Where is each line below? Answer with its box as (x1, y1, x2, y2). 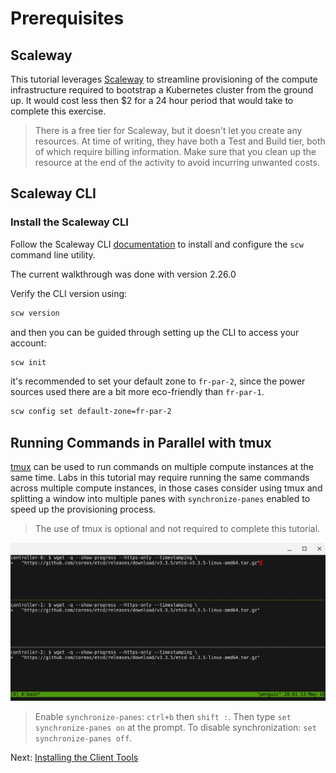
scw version (10, 308, 60, 318)
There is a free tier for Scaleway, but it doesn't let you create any (34, 125, 303, 136)
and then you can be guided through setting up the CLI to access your (10, 326, 300, 338)
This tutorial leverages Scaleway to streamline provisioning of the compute (10, 73, 318, 85)
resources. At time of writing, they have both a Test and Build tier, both (34, 135, 326, 147)
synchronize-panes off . (34, 732, 133, 744)
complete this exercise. (10, 105, 107, 117)
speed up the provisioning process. (10, 503, 157, 516)
